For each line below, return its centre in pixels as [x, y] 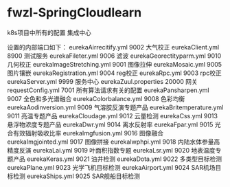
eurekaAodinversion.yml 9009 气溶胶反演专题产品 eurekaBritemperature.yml [115, 107]
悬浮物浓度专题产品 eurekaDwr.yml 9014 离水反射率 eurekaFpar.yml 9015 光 [114, 124]
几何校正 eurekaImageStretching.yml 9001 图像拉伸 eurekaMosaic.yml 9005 [114, 64]
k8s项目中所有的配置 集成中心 [49, 32]
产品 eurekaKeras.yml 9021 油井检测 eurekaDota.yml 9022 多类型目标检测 [117, 159]
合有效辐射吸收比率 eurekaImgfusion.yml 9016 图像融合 [85, 133]
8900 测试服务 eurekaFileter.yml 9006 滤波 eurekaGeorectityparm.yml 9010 [114, 56]
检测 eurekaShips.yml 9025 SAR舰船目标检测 [77, 176]
